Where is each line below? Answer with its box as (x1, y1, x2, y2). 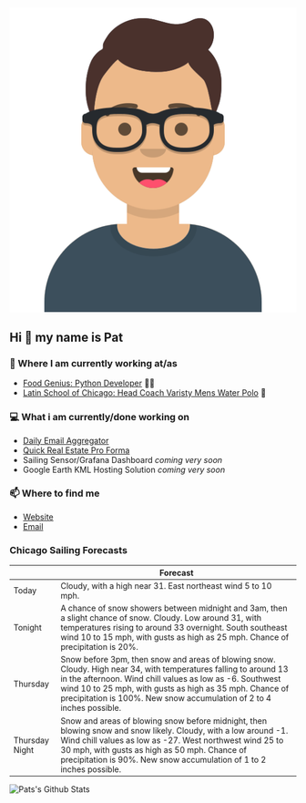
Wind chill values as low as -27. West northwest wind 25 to (60, 735, 284, 746)
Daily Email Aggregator (22, 435, 109, 446)
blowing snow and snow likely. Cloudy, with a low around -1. (60, 725, 289, 736)
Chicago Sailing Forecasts (9, 543, 127, 556)
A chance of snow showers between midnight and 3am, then (60, 602, 289, 613)
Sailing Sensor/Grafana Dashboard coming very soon (22, 454, 223, 465)
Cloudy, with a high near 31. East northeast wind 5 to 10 (60, 580, 272, 591)
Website (22, 511, 55, 522)
